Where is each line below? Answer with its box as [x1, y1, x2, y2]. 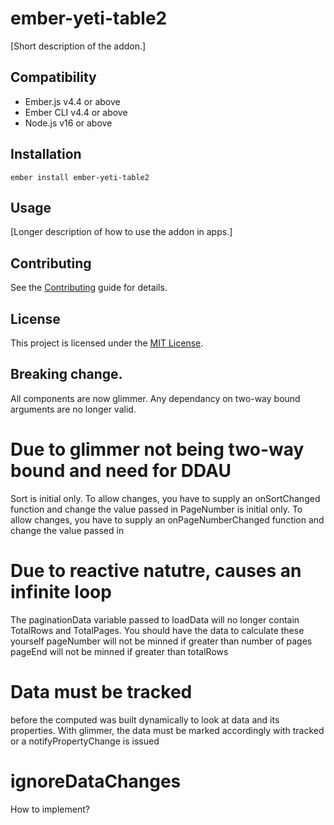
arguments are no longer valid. [10, 403, 137, 415]
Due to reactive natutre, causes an [10, 559, 302, 582]
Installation [10, 146, 82, 163]
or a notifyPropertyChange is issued [10, 735, 160, 747]
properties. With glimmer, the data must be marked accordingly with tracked [10, 724, 325, 736]
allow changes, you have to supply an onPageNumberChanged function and [10, 513, 325, 526]
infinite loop [10, 580, 112, 603]
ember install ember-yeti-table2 [10, 172, 150, 182]
